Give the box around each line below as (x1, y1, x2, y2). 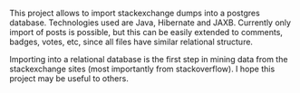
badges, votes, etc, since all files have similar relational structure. (9, 36, 254, 47)
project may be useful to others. (9, 73, 129, 84)
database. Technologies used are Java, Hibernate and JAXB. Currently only (9, 17, 292, 28)
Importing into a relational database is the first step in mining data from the (9, 54, 288, 64)
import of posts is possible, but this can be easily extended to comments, (9, 27, 284, 37)
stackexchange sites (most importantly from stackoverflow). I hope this (9, 63, 276, 74)
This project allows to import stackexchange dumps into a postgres (9, 8, 260, 18)
